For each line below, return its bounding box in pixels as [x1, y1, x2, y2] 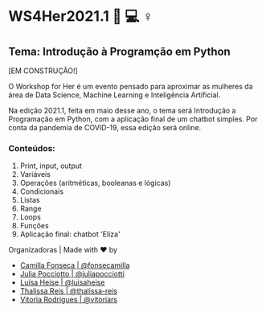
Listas [19, 195, 40, 205]
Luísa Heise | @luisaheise [19, 277, 105, 287]
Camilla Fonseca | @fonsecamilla [19, 261, 130, 270]
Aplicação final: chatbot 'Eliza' [19, 229, 121, 239]
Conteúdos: [8, 142, 56, 154]
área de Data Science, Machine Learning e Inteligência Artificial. [8, 90, 221, 100]
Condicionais [19, 187, 64, 196]
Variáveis [19, 170, 51, 179]
